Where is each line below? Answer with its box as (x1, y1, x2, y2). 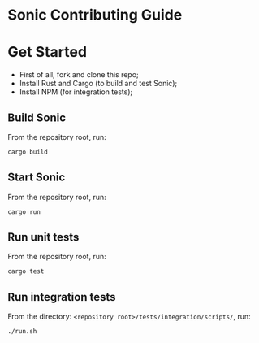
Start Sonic (7, 171, 66, 185)
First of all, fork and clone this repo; (19, 70, 139, 80)
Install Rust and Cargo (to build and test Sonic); (19, 79, 178, 89)
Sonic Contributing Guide (7, 6, 183, 24)
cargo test (7, 267, 45, 276)
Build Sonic (7, 111, 67, 124)
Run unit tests (7, 230, 80, 244)
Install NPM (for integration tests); (19, 87, 133, 97)
